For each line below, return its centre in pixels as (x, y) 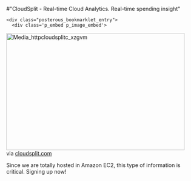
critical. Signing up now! (36, 172)
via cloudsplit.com (29, 153)
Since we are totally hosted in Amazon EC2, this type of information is (93, 165)
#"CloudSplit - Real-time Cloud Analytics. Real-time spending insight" (93, 9)
